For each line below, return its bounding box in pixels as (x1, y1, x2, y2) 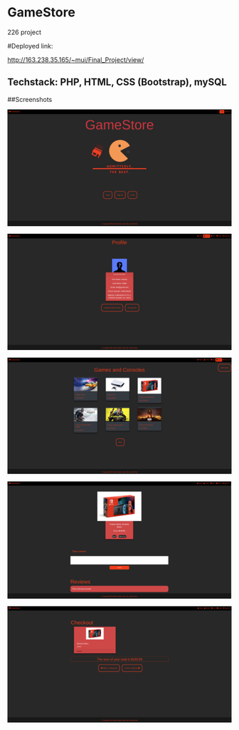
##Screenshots (7, 95, 53, 103)
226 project (7, 28, 41, 36)
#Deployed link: (7, 41, 53, 50)
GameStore (7, 4, 76, 21)
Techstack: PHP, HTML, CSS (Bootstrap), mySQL (7, 76, 228, 88)
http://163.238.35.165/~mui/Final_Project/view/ (7, 55, 144, 64)
